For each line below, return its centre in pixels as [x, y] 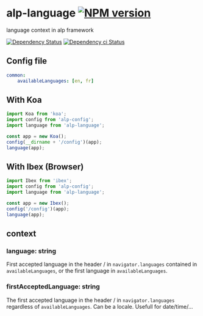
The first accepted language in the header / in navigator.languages [91, 300]
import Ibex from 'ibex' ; [39, 181]
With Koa [24, 100]
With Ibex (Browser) [45, 167]
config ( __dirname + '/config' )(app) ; [54, 142]
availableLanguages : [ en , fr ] [56, 81]
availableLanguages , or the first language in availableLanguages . [87, 271]
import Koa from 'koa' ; [37, 114]
